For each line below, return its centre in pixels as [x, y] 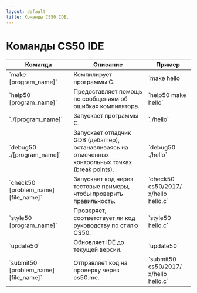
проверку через [96, 270]
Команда [38, 65]
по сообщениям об [101, 99]
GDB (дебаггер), [97, 140]
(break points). [94, 169]
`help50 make [167, 95]
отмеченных [91, 155]
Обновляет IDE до [99, 242]
